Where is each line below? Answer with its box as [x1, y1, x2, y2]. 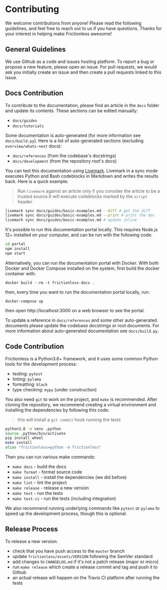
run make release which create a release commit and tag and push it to [12, 564, 158, 570]
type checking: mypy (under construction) [12, 386, 97, 392]
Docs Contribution [5, 89, 64, 98]
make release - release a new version [12, 485, 89, 491]
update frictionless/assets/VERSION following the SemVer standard [12, 553, 153, 559]
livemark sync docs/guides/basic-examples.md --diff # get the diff [5, 208, 151, 213]
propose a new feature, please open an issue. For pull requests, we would [5, 64, 157, 70]
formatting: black [12, 381, 48, 387]
